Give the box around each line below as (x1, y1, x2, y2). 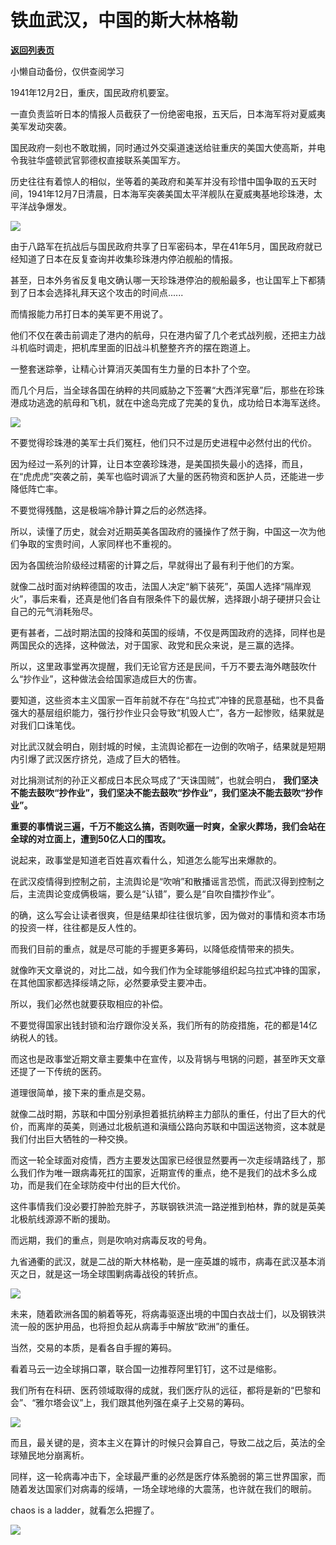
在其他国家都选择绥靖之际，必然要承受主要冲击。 (10, 976, 212, 988)
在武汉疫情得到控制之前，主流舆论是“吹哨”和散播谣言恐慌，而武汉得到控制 (10, 875, 317, 887)
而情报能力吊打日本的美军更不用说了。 (10, 307, 168, 320)
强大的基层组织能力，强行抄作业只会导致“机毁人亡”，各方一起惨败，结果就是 (10, 706, 325, 718)
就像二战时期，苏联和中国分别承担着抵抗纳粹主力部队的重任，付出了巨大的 (10, 1107, 317, 1120)
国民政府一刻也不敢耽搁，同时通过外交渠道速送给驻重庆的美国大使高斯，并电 (10, 141, 326, 153)
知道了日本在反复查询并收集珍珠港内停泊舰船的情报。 (18, 252, 238, 265)
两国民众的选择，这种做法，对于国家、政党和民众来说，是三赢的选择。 (10, 639, 300, 651)
